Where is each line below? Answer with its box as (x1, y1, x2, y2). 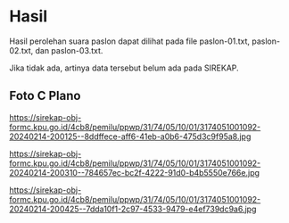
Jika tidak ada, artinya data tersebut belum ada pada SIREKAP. (9, 62, 239, 73)
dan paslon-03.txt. (35, 45, 103, 55)
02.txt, (9, 45, 34, 55)
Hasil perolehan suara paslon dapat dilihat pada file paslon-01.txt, (9, 36, 251, 46)
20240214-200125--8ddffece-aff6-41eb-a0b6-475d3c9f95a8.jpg (9, 131, 252, 142)
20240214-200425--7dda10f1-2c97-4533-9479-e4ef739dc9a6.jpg (9, 203, 257, 214)
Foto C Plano (9, 88, 81, 103)
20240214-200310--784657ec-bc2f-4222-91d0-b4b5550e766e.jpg (9, 167, 260, 178)
